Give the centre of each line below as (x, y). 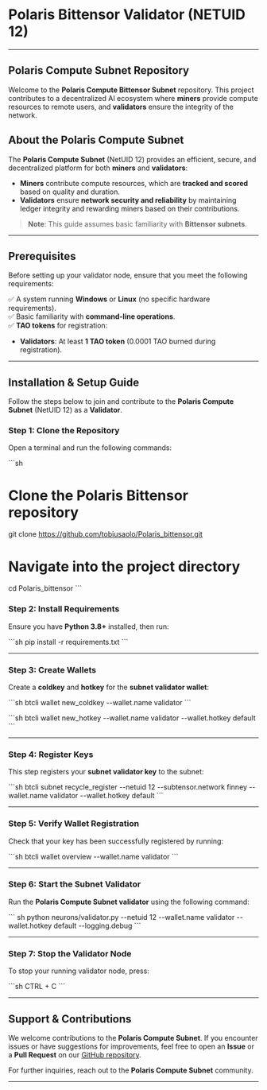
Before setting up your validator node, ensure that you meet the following (128, 275)
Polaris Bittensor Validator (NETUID (127, 15)
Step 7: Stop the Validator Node (70, 953)
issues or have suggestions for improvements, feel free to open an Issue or (131, 1046)
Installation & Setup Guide (74, 382)
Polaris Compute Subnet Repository (99, 70)
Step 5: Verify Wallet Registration (74, 824)
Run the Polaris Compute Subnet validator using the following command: (129, 902)
